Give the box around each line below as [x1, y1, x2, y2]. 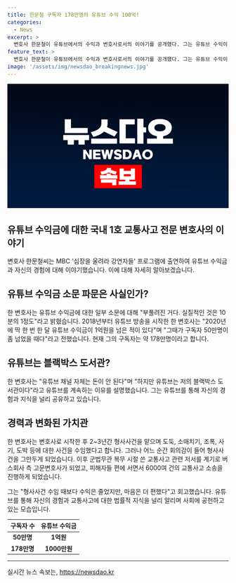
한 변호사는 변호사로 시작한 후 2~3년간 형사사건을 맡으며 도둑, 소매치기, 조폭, [7, 437, 218, 445]
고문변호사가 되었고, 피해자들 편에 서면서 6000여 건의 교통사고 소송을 [33, 464, 223, 472]
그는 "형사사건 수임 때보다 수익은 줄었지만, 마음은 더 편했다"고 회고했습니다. [7, 487, 214, 495]
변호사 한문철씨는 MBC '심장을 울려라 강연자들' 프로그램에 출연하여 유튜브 [7, 257, 209, 266]
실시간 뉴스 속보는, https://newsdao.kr [7, 568, 114, 576]
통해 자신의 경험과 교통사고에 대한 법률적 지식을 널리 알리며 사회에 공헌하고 [20, 496, 225, 504]
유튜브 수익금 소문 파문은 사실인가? [7, 288, 149, 300]
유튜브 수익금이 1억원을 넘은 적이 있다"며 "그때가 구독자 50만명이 [51, 325, 229, 334]
